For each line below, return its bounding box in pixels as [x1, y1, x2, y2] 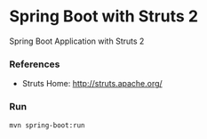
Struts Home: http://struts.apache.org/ [21, 78, 163, 89]
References [9, 58, 60, 70]
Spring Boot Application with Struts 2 [9, 36, 145, 46]
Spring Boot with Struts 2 [9, 6, 198, 27]
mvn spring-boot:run [9, 120, 86, 130]
